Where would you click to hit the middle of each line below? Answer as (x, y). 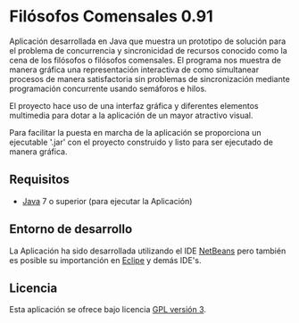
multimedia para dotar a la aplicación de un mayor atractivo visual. (131, 115)
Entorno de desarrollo (71, 229)
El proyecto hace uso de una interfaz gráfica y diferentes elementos (134, 105)
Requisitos (39, 180)
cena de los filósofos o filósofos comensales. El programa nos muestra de (145, 60)
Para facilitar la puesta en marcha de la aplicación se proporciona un (135, 132)
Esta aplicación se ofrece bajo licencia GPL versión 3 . (108, 310)
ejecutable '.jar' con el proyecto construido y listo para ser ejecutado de (141, 142)
